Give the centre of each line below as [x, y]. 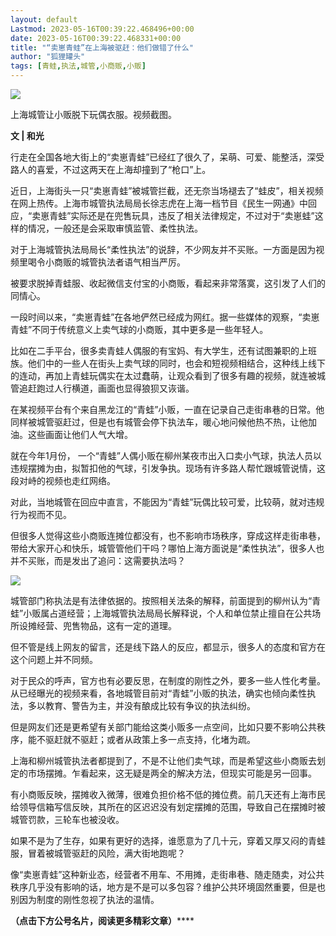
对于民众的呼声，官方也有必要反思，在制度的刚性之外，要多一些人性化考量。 [168, 680]
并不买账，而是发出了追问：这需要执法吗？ [98, 560]
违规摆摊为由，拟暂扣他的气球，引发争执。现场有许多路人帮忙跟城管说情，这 [168, 468]
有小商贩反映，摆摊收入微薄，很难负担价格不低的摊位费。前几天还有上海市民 [168, 794]
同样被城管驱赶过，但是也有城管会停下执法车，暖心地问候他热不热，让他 [159, 422]
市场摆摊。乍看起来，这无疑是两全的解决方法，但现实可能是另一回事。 [172, 773]
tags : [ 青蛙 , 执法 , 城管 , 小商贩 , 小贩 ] [78, 66]
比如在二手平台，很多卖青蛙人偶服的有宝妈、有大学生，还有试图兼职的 [155, 350]
